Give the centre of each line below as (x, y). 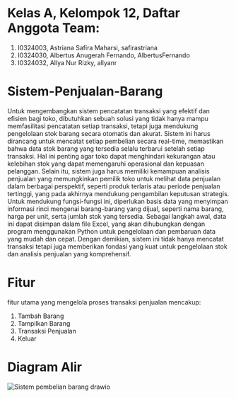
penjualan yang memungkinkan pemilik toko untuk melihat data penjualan (114, 178)
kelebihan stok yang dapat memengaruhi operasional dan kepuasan (106, 164)
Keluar (27, 339)
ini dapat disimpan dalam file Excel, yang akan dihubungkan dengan (106, 224)
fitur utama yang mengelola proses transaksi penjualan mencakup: (104, 302)
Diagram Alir (45, 367)
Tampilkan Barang (44, 323)
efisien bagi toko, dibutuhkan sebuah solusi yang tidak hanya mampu (108, 118)
